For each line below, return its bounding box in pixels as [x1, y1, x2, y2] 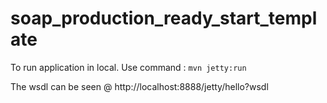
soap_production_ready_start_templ [10, 7, 318, 30]
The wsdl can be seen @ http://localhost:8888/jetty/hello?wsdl [10, 80, 269, 92]
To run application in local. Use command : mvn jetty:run [10, 61, 247, 73]
